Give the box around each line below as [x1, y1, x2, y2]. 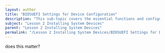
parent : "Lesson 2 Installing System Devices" [5, 26, 102, 30]
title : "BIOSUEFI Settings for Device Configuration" [5, 12, 118, 17]
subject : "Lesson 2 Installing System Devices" [5, 21, 105, 26]
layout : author [5, 7, 36, 12]
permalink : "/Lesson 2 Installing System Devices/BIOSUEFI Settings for [5, 30, 157, 35]
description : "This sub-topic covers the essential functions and [5, 16, 144, 21]
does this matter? [5, 44, 40, 49]
